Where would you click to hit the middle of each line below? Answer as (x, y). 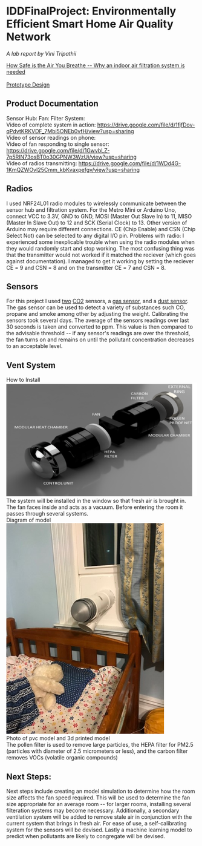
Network (29, 37)
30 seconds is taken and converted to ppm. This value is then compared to (100, 327)
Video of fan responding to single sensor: (58, 144)
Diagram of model (29, 520)
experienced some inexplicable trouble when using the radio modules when (101, 242)
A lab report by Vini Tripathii (41, 53)
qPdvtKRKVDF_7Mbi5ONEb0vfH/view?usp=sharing (70, 131)
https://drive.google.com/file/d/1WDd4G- (130, 163)
